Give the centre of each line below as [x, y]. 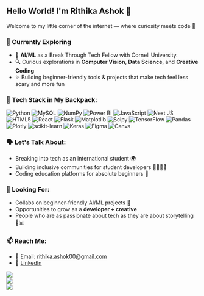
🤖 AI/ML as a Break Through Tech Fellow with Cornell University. [96, 55]
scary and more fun [40, 84]
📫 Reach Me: [26, 240]
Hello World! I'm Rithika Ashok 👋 [69, 11]
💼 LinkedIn [28, 263]
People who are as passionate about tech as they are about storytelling [104, 215]
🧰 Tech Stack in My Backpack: [52, 100]
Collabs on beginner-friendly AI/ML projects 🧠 [73, 203]
